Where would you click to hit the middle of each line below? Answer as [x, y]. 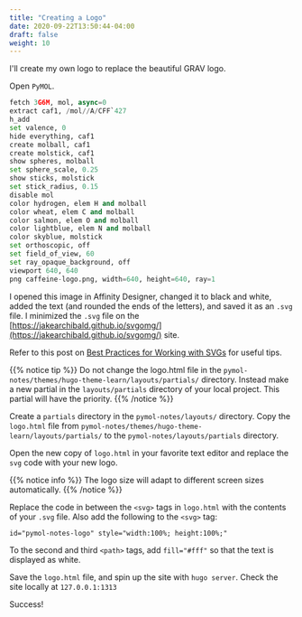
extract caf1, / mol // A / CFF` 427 [68, 111]
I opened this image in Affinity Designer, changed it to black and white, [141, 296]
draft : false [34, 34]
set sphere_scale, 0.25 [54, 170]
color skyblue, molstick [56, 237]
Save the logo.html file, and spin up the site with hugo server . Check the [144, 577]
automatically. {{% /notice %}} [66, 490]
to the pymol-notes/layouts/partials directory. [192, 435]
